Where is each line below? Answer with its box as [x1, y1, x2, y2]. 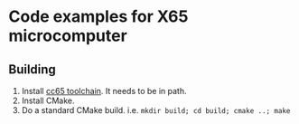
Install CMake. [21, 95, 75, 106]
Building [8, 62, 56, 77]
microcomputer [8, 25, 127, 46]
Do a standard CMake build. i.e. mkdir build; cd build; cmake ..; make [21, 105, 291, 115]
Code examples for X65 [8, 6, 189, 27]
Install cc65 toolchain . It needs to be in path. [21, 86, 187, 96]
